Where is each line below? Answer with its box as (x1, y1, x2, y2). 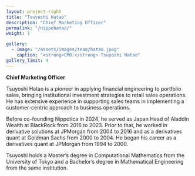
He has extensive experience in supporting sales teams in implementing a (6, 98, 184, 105)
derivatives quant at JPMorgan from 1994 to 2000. (6, 140, 129, 147)
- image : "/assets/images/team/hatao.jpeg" (11, 47, 119, 53)
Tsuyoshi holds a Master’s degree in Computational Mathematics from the (6, 151, 185, 159)
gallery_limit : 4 (6, 57, 49, 64)
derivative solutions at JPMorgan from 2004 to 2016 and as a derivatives (6, 128, 182, 135)
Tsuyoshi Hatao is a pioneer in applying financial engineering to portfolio (6, 85, 181, 92)
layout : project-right (6, 8, 62, 15)
